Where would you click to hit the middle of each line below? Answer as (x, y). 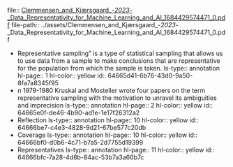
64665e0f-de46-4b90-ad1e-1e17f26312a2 (78, 112)
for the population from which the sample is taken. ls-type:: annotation (119, 68)
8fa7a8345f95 (38, 83)
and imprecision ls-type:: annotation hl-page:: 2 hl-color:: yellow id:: (115, 105)
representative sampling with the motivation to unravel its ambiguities (117, 98)
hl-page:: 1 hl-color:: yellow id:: (62, 75)
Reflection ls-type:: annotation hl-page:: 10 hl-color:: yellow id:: (108, 120)
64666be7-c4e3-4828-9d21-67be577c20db (82, 128)
